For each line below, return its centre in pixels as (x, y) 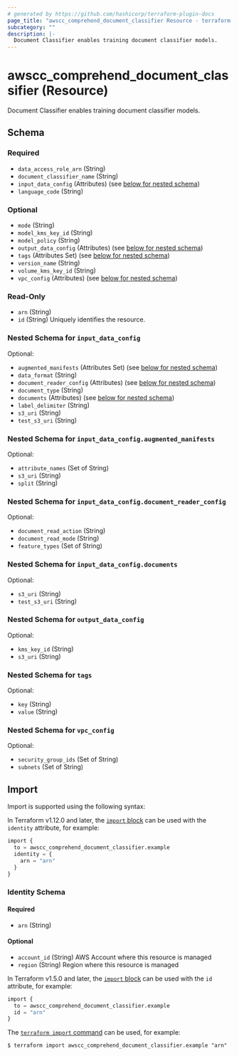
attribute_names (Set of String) (63, 468)
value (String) (38, 712)
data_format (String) (47, 375)
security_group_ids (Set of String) (68, 759)
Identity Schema (37, 892)
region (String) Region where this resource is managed (98, 964)
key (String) (34, 704)
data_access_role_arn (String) (62, 169)
